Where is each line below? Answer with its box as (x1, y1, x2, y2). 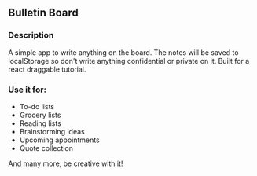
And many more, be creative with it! (8, 159, 123, 168)
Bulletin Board (8, 6, 79, 20)
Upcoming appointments (19, 135, 100, 145)
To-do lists (19, 101, 55, 111)
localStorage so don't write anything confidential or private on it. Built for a (8, 56, 250, 65)
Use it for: (8, 84, 47, 95)
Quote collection (19, 143, 73, 152)
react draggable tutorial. (8, 64, 86, 74)
